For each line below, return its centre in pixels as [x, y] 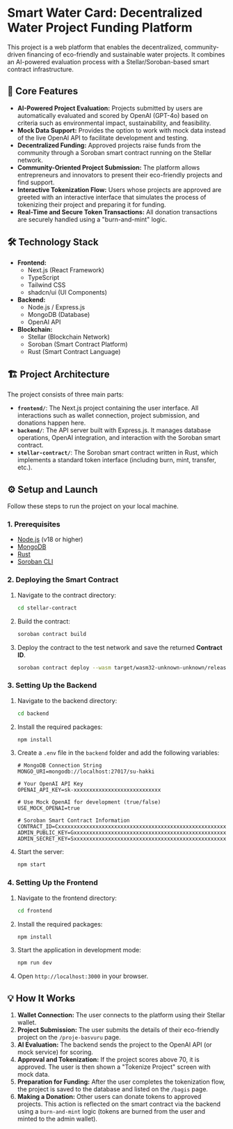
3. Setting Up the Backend [52, 686]
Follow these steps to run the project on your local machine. [93, 506]
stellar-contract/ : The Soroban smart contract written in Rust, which [118, 452]
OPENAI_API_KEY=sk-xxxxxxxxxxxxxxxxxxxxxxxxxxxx [89, 790]
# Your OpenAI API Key [50, 784]
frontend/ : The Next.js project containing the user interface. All [108, 408]
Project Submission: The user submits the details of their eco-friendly [118, 1030]
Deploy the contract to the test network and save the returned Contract [120, 647]
